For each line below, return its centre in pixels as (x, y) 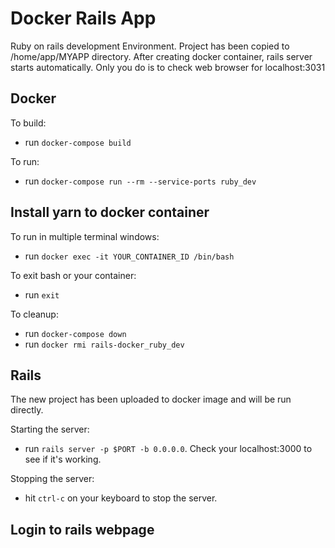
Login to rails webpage (82, 529)
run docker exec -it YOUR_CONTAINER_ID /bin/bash (129, 256)
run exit (42, 294)
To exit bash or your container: (73, 275)
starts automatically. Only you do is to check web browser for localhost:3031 (168, 67)
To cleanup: (34, 314)
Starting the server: (50, 429)
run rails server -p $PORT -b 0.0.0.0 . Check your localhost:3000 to (168, 449)
